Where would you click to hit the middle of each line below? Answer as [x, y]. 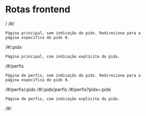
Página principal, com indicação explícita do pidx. [63, 56]
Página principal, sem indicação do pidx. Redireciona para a [73, 33]
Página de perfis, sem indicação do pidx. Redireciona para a [73, 75]
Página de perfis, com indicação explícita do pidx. [63, 99]
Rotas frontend [38, 9]
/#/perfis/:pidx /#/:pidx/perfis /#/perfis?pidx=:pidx [58, 89]
